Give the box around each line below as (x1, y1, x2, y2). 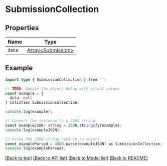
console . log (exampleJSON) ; (5, 127, 62, 132)
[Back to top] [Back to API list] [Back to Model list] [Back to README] (5, 155, 148, 161)
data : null (10, 95, 33, 101)
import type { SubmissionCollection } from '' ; (5, 77, 107, 82)
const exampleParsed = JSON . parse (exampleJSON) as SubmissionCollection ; (5, 141, 163, 146)
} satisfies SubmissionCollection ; (5, 100, 80, 105)
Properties (5, 24, 39, 32)
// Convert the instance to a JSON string (5, 118, 95, 123)
